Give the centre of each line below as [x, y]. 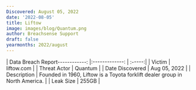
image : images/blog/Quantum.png [46, 28]
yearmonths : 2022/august [37, 45]
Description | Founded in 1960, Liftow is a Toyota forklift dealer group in [94, 75]
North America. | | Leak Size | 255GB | [53, 80]
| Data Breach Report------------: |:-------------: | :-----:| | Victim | [88, 62]
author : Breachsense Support [42, 34]
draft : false [22, 39]
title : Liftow [24, 23]
